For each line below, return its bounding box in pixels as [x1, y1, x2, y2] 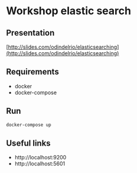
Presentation [6, 28, 55, 38]
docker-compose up [6, 121, 51, 128]
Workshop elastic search [6, 4, 132, 18]
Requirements [6, 67, 59, 77]
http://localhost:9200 [14, 154, 67, 161]
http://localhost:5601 [14, 160, 66, 167]
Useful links [6, 138, 51, 148]
